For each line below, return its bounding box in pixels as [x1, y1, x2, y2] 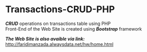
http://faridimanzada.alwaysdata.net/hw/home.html [5, 41, 114, 47]
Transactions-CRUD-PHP [5, 4, 115, 15]
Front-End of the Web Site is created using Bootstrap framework [5, 25, 142, 32]
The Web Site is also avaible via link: [5, 36, 85, 42]
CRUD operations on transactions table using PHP [5, 20, 111, 27]
